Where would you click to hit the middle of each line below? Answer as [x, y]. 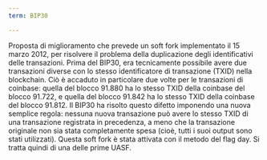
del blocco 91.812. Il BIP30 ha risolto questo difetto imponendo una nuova [129, 105]
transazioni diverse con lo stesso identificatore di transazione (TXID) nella [130, 71]
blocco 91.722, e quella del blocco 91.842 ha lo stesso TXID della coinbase [131, 96]
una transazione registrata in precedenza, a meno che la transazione [121, 122]
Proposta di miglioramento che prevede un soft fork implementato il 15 [124, 46]
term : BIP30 [28, 16]
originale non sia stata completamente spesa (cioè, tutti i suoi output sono [130, 130]
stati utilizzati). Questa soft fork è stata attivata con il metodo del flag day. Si [134, 139]
